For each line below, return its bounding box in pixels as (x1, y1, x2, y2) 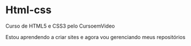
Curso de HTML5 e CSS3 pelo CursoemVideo (5, 22, 115, 29)
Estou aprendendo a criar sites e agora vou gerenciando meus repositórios (5, 33, 186, 40)
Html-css (5, 3, 52, 17)
